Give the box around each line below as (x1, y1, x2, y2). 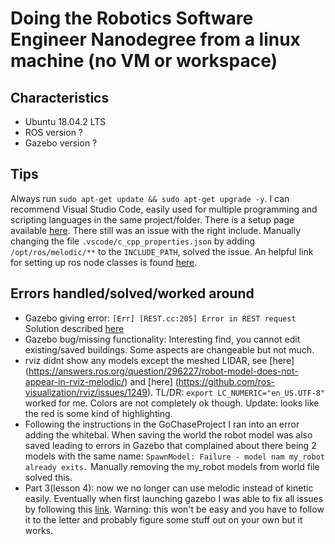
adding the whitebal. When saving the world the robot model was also (24, 428, 313, 441)
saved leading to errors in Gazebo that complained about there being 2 (24, 439, 317, 451)
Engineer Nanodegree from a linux (10, 28, 301, 51)
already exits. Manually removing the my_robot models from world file (24, 460, 320, 472)
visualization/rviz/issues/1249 (24, 386, 148, 398)
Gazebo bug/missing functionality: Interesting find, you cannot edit (24, 333, 301, 345)
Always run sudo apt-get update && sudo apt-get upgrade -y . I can (10, 192, 290, 204)
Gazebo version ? (24, 137, 98, 149)
